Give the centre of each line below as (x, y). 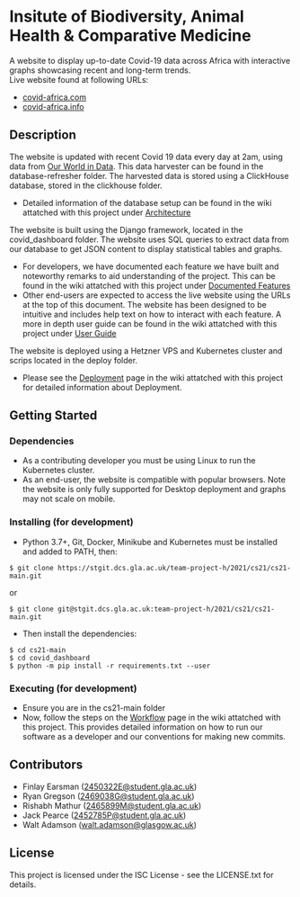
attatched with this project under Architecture (106, 212)
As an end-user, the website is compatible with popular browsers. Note (154, 480)
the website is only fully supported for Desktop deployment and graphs (154, 489)
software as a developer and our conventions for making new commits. (154, 737)
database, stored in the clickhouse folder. (86, 185)
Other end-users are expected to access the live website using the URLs (156, 295)
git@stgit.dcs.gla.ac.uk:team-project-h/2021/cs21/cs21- (166, 609)
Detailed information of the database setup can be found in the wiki (147, 202)
